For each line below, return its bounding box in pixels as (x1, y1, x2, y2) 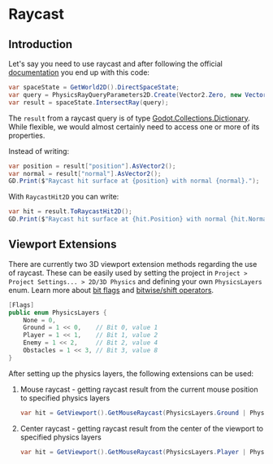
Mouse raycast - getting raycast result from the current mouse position (19, 384, 258, 394)
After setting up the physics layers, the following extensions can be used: (8, 368, 254, 379)
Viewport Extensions (8, 238, 117, 252)
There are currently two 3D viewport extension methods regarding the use (8, 259, 258, 269)
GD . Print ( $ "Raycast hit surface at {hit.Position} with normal (8, 215, 227, 224)
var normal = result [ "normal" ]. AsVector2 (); (8, 169, 162, 177)
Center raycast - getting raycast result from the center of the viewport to (19, 423, 264, 433)
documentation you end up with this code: (8, 68, 150, 77)
